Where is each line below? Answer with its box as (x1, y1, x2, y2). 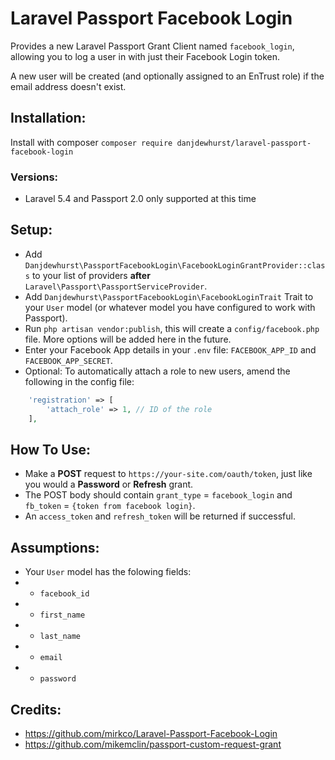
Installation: (10, 110, 87, 127)
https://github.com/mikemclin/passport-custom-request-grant (24, 738, 282, 750)
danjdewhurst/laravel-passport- (176, 138, 312, 148)
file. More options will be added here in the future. (24, 333, 232, 345)
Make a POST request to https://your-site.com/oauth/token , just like (24, 468, 313, 480)
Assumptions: (10, 539, 100, 556)
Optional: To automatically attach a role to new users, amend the (24, 365, 291, 377)
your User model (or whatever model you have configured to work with (24, 301, 316, 313)
